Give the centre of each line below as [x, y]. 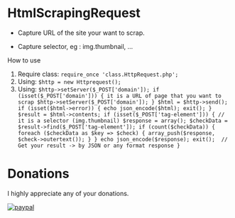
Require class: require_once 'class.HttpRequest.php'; [98, 74]
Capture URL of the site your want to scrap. [81, 33]
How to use [24, 60]
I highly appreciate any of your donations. [68, 193]
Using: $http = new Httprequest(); [69, 81]
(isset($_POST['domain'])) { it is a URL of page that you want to [119, 96]
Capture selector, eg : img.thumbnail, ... [75, 46]
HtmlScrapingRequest [74, 13]
